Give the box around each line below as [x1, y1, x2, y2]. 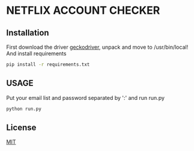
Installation [6, 28, 49, 38]
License [6, 122, 37, 132]
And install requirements [6, 50, 67, 57]
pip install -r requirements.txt [6, 61, 90, 67]
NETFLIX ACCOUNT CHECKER [6, 4, 160, 17]
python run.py [6, 106, 42, 112]
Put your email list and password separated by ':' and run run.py [6, 94, 165, 101]
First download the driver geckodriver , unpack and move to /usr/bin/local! [6, 43, 189, 51]
